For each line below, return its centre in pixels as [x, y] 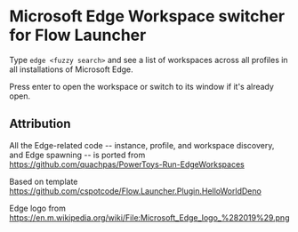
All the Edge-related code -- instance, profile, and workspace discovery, [142, 145]
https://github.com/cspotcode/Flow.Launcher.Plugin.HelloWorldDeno [136, 191]
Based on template [44, 181]
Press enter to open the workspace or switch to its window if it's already [141, 86]
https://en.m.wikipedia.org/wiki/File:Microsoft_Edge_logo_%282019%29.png [149, 217]
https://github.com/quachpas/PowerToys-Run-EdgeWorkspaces [127, 164]
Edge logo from [38, 208]
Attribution [40, 124]
